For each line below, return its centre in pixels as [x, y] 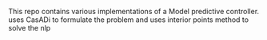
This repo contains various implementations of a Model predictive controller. [134, 11]
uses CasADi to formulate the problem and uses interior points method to [129, 20]
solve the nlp [30, 28]
